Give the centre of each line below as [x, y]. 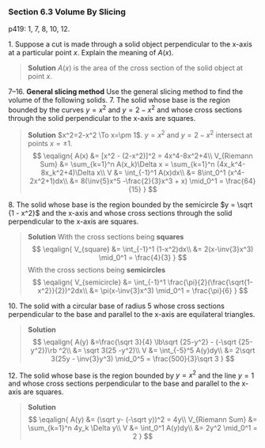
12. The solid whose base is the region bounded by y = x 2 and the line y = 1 [131, 375]
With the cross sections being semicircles [97, 269]
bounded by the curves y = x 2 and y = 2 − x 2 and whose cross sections [125, 109]
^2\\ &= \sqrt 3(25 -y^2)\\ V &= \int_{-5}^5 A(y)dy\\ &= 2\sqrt [157, 350]
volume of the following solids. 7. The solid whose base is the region [119, 100]
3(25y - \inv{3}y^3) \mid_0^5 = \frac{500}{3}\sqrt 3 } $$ [143, 359]
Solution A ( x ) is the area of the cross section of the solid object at [135, 68]
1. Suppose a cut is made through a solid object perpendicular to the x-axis [131, 44]
